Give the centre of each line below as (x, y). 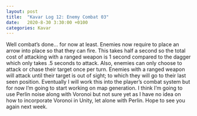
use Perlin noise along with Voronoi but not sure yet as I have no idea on (94, 94)
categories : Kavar (29, 28)
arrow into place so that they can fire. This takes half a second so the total (96, 51)
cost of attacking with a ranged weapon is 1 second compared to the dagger (98, 57)
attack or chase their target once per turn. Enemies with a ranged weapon (96, 69)
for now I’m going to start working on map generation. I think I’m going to (94, 88)
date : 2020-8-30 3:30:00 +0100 (47, 22)
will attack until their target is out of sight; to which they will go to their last (96, 76)
